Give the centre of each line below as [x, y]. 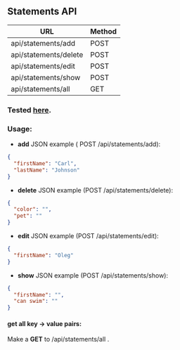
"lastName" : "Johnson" [47, 170]
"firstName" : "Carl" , [45, 163]
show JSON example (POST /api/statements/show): [93, 275]
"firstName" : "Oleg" [44, 255]
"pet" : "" [28, 216]
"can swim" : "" [36, 302]
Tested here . [29, 110]
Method [104, 31]
